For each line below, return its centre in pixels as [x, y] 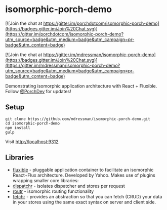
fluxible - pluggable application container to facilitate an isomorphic [83, 170]
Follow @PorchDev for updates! [38, 91]
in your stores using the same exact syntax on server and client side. [84, 202]
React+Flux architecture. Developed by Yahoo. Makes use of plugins [84, 175]
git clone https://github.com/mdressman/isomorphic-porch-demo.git [78, 119]
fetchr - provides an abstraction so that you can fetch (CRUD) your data [87, 196]
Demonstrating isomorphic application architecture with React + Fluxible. [81, 86]
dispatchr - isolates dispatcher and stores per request [69, 186]
